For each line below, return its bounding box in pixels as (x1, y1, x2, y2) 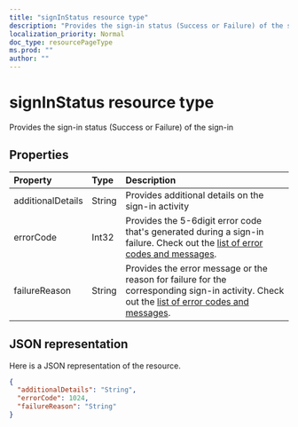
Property (13, 174, 52, 186)
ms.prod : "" (9, 46, 53, 55)
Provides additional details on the (125, 188, 264, 201)
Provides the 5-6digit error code (125, 214, 263, 226)
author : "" (9, 54, 50, 63)
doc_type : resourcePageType (9, 37, 114, 47)
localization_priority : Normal (9, 29, 125, 38)
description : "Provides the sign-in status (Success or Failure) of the (9, 21, 284, 30)
